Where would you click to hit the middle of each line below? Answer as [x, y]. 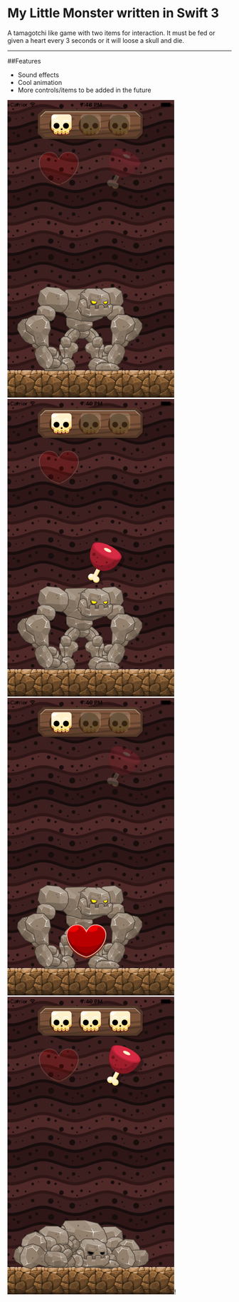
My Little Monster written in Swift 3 [113, 13]
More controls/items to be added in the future [84, 90]
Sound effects [38, 75]
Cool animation [40, 82]
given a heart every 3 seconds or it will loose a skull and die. [96, 40]
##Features [24, 61]
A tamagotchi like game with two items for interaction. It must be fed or [111, 33]
